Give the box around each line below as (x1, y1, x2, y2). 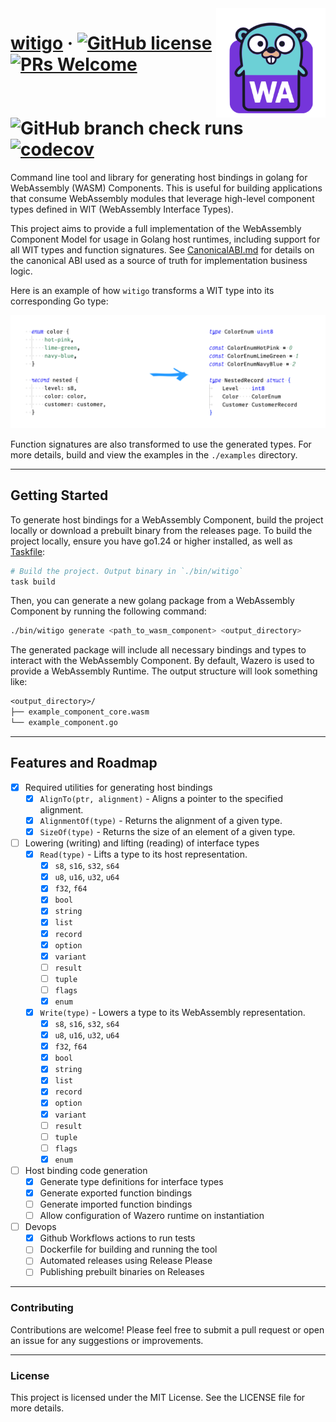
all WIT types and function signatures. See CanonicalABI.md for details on (10, 243, 315, 256)
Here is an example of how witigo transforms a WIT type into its (10, 284, 275, 296)
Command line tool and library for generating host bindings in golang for (10, 171, 308, 183)
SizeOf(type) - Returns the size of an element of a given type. (39, 825, 296, 837)
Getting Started (10, 487, 109, 504)
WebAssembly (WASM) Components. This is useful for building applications (10, 182, 323, 194)
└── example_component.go (10, 718, 118, 728)
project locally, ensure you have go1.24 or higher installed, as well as (10, 535, 293, 547)
